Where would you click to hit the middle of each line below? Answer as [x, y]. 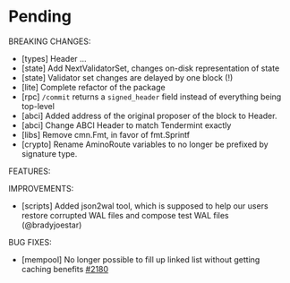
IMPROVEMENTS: [41, 188]
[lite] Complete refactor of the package [94, 87]
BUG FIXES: [30, 242]
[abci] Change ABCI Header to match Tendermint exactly [126, 125]
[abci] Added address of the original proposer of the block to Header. [149, 116]
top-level [38, 106]
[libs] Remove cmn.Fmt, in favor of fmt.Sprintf [106, 134]
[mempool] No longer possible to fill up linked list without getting [141, 259]
